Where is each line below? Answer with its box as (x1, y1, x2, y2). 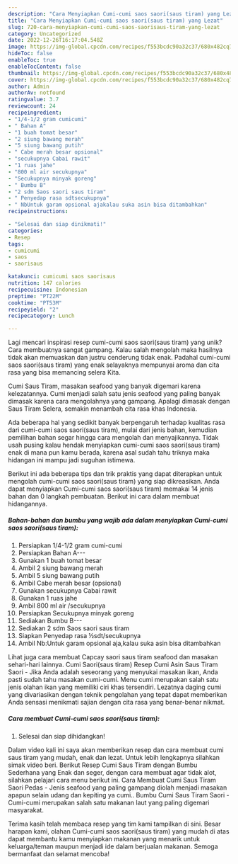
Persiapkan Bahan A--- (18, 549, 85, 557)
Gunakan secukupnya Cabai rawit (18, 586, 117, 595)
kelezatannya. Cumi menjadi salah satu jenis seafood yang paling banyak (8, 390, 221, 398)
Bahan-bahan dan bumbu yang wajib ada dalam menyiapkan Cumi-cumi (8, 516, 228, 524)
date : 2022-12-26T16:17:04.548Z (8, 37, 103, 44)
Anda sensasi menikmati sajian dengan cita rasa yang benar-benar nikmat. (8, 698, 225, 707)
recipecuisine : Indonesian (8, 286, 88, 293)
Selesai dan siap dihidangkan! (18, 732, 105, 741)
